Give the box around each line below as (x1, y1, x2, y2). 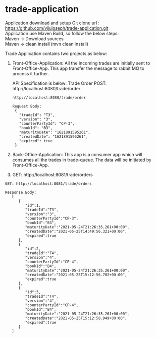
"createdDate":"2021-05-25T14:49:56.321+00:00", (25, 229, 127, 234)
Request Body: (12, 104, 42, 109)
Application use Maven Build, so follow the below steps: (5, 30, 119, 36)
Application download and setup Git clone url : (5, 20, 100, 26)
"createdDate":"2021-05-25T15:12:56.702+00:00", (25, 272, 127, 277)
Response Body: (5, 190, 37, 195)
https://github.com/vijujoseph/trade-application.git (5, 25, 108, 31)
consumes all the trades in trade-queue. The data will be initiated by (12, 157, 152, 163)
